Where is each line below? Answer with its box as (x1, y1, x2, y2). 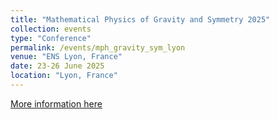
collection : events (10, 24, 92, 34)
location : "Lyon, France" (10, 71, 118, 81)
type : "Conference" (10, 33, 92, 43)
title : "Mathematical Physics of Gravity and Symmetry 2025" (10, 14, 271, 25)
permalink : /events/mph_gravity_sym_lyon (10, 42, 186, 53)
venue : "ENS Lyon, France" (10, 52, 123, 62)
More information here (10, 97, 103, 110)
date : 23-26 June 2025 (10, 61, 105, 71)
